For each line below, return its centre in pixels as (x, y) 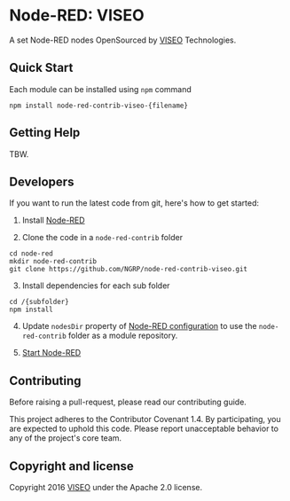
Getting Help (45, 133)
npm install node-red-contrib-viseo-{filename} (99, 106)
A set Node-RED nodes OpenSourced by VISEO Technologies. (123, 40)
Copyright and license (72, 466)
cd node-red (31, 254)
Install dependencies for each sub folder (96, 286)
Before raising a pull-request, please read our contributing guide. (128, 402)
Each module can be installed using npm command (101, 89)
